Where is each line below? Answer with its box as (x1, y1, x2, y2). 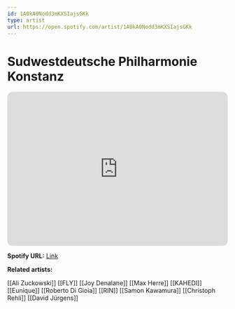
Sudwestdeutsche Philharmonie (7, 53, 198, 69)
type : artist (7, 17, 45, 24)
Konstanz (7, 68, 64, 84)
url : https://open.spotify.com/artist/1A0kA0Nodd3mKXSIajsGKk (7, 23, 192, 30)
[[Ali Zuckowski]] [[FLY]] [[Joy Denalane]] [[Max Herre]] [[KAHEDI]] (7, 279, 202, 287)
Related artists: (7, 266, 53, 274)
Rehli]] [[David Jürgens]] (7, 294, 78, 302)
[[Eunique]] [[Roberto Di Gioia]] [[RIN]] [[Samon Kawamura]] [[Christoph (7, 287, 215, 295)
